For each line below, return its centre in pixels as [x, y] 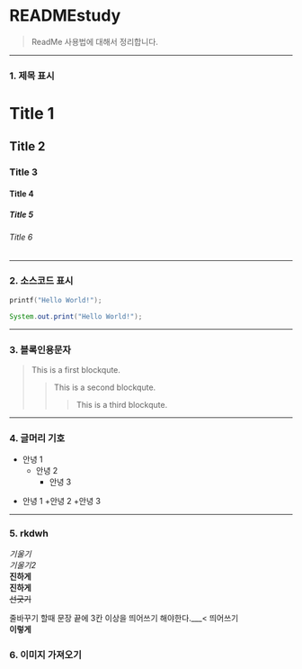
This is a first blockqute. [76, 369]
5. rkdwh [29, 534]
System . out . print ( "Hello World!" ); [76, 316]
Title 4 [22, 194]
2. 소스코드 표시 [41, 281]
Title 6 [21, 237]
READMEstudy [65, 16]
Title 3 [23, 172]
